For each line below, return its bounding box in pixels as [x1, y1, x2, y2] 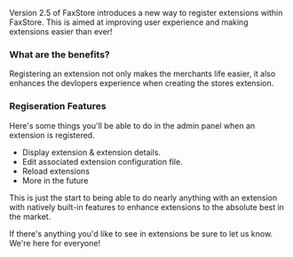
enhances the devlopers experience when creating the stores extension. [9, 78, 274, 89]
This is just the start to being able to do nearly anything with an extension [9, 192, 278, 203]
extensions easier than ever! [9, 27, 113, 36]
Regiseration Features [9, 100, 107, 113]
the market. [9, 211, 51, 222]
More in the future [21, 175, 89, 185]
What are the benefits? [9, 48, 110, 60]
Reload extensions [21, 166, 91, 176]
